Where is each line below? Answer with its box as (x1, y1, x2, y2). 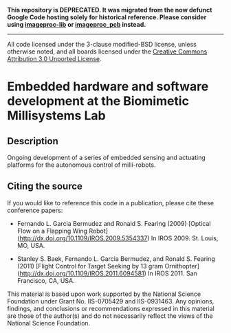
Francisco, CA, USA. (16, 276, 75, 284)
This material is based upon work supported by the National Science (7, 290, 201, 298)
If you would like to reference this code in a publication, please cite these (7, 198, 214, 207)
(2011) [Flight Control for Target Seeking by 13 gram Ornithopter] (16, 262, 200, 270)
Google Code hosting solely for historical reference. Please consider (7, 13, 207, 21)
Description (7, 135, 58, 147)
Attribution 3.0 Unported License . (7, 55, 102, 62)
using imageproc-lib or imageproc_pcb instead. (7, 21, 146, 28)
